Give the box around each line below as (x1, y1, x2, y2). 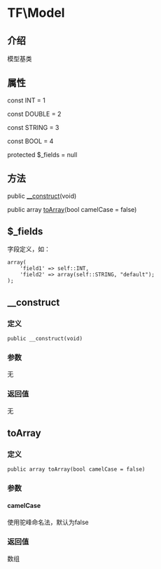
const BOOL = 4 (7, 137, 54, 145)
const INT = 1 (7, 96, 45, 105)
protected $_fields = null (7, 150, 78, 159)
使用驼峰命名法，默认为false (7, 518, 89, 526)
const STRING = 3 (7, 123, 59, 131)
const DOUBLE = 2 (7, 109, 62, 118)
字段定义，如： (7, 245, 50, 253)
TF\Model (7, 5, 65, 21)
